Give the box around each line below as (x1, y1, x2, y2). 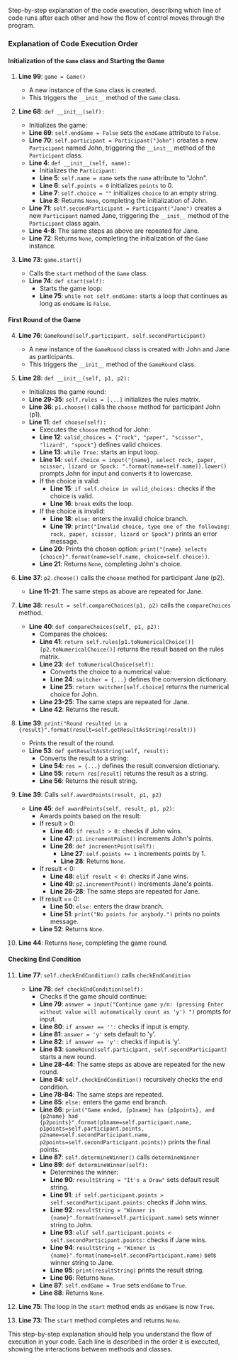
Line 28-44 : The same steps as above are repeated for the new (39, 1060, 226, 1068)
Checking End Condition (8, 955, 81, 963)
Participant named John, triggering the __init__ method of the (28, 143, 215, 152)
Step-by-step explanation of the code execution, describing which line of (8, 6, 222, 14)
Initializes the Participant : (39, 166, 117, 175)
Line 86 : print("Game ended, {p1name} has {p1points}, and (39, 1105, 215, 1114)
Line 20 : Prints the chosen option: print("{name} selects (39, 544, 208, 553)
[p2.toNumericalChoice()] (39, 646, 116, 654)
